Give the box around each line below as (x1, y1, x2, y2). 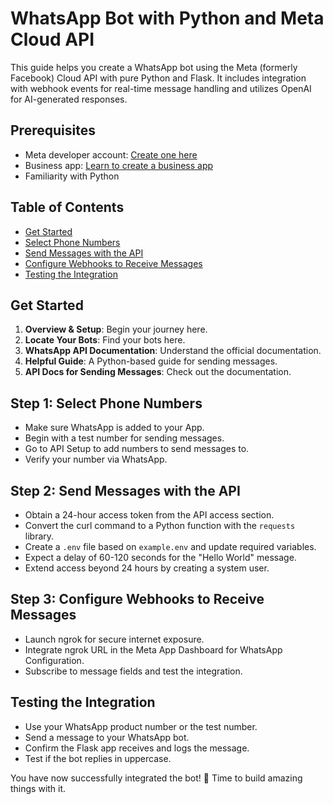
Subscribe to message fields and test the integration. (24, 665, 243, 677)
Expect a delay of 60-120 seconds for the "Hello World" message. (24, 552, 297, 563)
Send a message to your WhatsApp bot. (24, 731, 190, 743)
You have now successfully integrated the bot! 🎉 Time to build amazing (10, 772, 303, 784)
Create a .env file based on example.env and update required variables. (24, 541, 317, 552)
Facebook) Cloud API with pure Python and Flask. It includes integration (10, 72, 307, 84)
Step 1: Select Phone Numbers (10, 395, 203, 412)
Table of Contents (10, 199, 125, 216)
